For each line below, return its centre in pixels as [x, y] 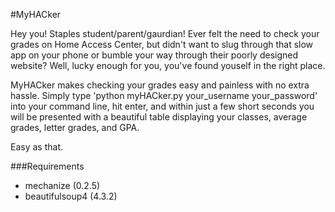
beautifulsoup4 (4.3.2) [71, 196]
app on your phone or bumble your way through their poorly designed [154, 55]
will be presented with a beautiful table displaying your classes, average [159, 117]
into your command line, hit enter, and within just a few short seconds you [162, 106]
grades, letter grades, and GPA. [75, 127]
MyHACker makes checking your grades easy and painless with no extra [160, 85]
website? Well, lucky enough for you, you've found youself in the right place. [168, 65]
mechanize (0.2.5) [62, 185]
